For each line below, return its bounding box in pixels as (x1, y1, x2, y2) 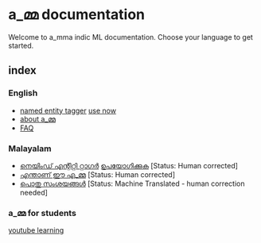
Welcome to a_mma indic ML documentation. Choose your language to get (8, 32, 253, 41)
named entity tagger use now (19, 106, 117, 115)
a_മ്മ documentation (8, 6, 146, 24)
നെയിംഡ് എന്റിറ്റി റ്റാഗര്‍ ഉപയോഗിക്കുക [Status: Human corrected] (19, 160, 239, 170)
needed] (19, 187, 48, 197)
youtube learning (8, 226, 64, 235)
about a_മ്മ (19, 114, 56, 124)
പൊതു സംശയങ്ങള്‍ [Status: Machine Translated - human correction (19, 179, 245, 188)
